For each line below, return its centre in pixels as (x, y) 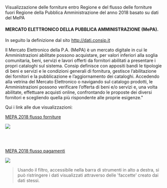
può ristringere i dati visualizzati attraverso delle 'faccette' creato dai (88, 175)
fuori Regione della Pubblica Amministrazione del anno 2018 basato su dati (82, 12)
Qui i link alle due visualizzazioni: (39, 107)
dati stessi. (28, 181)
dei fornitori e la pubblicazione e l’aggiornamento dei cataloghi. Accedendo (82, 76)
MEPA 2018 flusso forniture (33, 117)
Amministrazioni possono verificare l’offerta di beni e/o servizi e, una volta (82, 87)
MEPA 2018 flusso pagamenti (35, 151)
